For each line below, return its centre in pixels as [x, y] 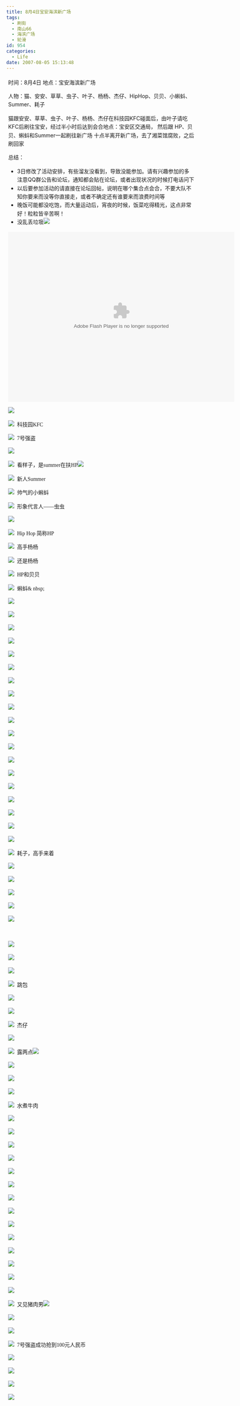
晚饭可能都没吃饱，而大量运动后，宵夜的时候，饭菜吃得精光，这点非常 [104, 205]
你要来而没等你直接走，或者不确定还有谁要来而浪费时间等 [93, 196]
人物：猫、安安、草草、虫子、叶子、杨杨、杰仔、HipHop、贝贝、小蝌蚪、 [99, 96]
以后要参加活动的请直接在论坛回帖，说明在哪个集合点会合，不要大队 [102, 188]
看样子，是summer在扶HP [48, 465]
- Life [20, 57]
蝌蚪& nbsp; [31, 588]
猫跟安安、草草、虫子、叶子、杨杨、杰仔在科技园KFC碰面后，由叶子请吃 [98, 118]
